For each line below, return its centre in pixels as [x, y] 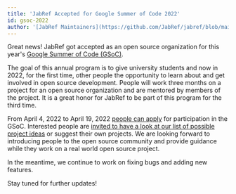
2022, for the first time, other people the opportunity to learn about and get [116, 75]
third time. [22, 105]
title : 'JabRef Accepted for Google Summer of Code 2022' [94, 14]
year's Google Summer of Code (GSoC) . [66, 54]
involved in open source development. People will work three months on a [114, 83]
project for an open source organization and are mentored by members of [114, 90]
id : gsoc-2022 [28, 20]
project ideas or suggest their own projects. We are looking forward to [109, 134]
